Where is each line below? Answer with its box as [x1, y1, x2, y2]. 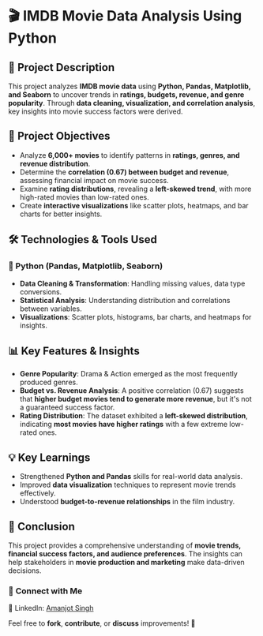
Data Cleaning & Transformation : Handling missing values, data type [19, 279, 246, 288]
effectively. [19, 488, 56, 498]
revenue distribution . [19, 159, 91, 168]
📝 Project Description [8, 61, 115, 74]
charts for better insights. [19, 209, 103, 219]
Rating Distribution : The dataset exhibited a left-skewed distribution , [19, 411, 249, 421]
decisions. [8, 566, 42, 575]
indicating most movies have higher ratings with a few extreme [19, 420, 227, 429]
